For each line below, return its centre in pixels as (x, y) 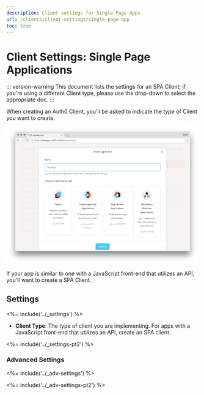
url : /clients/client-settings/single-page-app (68, 19)
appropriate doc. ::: (31, 100)
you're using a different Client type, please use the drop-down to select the (101, 93)
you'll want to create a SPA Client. (49, 280)
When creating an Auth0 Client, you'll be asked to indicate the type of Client (102, 112)
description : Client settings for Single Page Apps (73, 13)
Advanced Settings (35, 360)
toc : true (19, 26)
